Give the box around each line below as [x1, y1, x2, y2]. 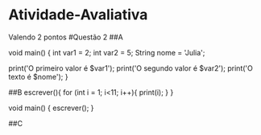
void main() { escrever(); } [8, 103, 94, 112]
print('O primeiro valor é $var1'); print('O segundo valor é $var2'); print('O [8, 63, 254, 73]
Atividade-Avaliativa [8, 6, 148, 24]
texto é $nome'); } [8, 72, 68, 81]
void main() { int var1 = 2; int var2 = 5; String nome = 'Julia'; [8, 47, 205, 57]
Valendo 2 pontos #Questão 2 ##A [8, 32, 123, 42]
